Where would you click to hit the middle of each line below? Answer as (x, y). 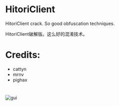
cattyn (19, 69)
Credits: (23, 55)
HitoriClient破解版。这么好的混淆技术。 (46, 34)
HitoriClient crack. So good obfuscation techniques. (60, 23)
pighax (20, 79)
